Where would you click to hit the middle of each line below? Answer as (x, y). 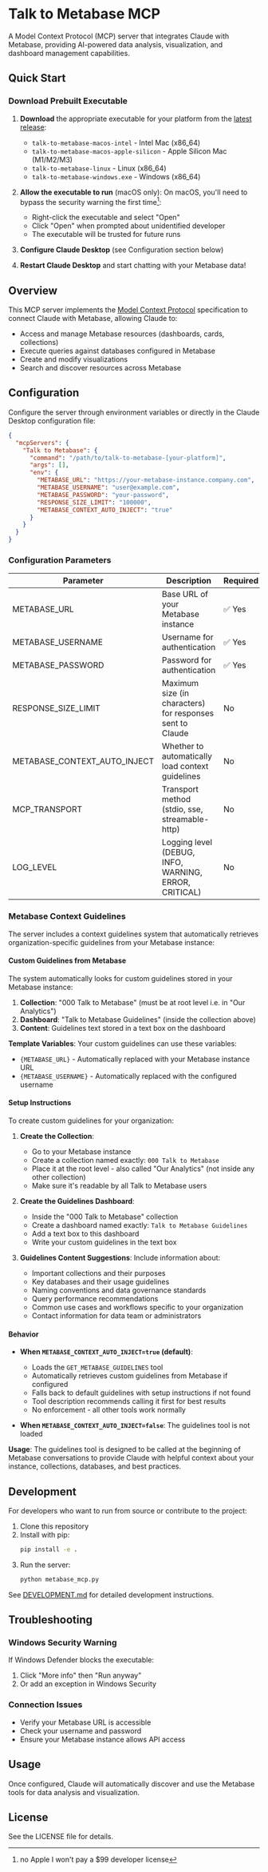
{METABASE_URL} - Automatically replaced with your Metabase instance (135, 1059)
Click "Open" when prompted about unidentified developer (128, 226)
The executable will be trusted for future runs (106, 235)
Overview (33, 290)
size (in (176, 693)
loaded (31, 1434)
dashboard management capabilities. (69, 53)
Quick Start (37, 78)
